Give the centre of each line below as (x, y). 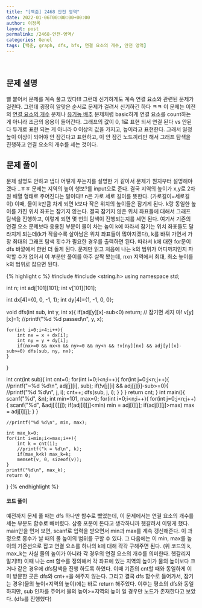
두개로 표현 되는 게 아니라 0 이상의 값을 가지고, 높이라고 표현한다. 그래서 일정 (103, 129)
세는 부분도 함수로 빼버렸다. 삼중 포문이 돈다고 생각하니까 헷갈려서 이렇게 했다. (98, 523)
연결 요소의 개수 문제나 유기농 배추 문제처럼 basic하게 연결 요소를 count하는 (102, 114)
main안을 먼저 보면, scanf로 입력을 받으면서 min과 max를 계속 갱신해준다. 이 (96, 531)
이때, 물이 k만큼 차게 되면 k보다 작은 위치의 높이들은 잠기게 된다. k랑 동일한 (102, 204)
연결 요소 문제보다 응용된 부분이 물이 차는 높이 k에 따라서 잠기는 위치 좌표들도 (97, 226)
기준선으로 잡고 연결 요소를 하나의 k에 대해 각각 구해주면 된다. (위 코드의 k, (104, 546)
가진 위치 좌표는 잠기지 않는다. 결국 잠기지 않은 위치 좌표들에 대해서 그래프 (104, 211)
